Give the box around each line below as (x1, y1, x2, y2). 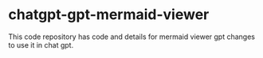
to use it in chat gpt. (8, 40, 74, 49)
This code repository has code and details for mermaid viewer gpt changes (8, 32, 255, 41)
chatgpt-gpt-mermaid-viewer (8, 6, 210, 24)
